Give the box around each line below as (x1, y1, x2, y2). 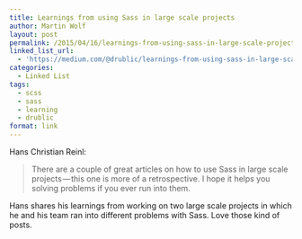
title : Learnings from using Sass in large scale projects (9, 13, 235, 22)
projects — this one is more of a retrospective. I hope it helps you (31, 173, 271, 184)
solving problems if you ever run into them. (31, 183, 191, 193)
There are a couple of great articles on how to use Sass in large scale (31, 164, 289, 174)
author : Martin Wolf (9, 22, 87, 31)
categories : (9, 64, 54, 73)
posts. (9, 219, 33, 230)
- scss (17, 88, 42, 97)
